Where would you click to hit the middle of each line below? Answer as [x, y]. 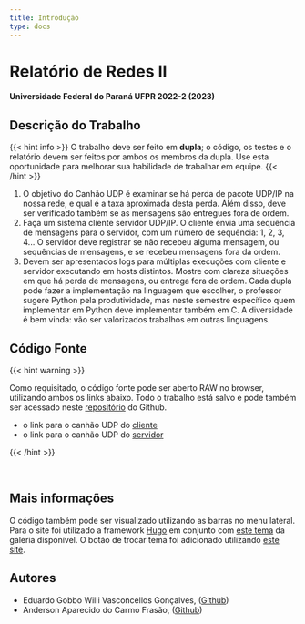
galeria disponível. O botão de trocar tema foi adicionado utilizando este [144, 539]
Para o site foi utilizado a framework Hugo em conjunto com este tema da [147, 530]
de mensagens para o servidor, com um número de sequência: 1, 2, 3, [153, 232]
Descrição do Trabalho [75, 125]
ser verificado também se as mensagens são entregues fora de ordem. [156, 213]
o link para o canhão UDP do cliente [90, 425]
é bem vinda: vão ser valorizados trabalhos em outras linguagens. [146, 320]
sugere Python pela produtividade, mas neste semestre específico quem [159, 301]
